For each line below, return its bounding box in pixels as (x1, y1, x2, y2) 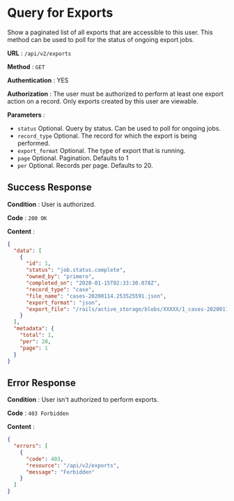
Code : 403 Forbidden (7, 409, 70, 417)
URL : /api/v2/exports (7, 49, 72, 57)
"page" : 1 (19, 344, 49, 351)
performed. (17, 138, 50, 147)
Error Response (7, 377, 77, 389)
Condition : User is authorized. (7, 200, 96, 208)
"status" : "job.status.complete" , (25, 267, 127, 274)
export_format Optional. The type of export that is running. (17, 146, 186, 154)
